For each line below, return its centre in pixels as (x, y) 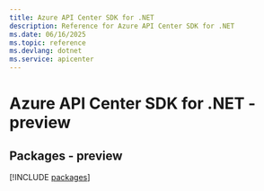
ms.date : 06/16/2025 (48, 34)
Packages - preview (66, 156)
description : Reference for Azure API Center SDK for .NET (122, 26)
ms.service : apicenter (52, 59)
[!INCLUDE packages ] (50, 177)
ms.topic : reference (48, 43)
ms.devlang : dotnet (46, 51)
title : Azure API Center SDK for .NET (82, 17)
